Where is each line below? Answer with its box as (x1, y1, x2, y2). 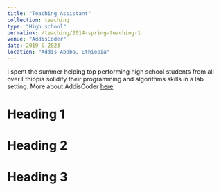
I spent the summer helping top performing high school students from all (7, 67, 215, 76)
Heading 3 (7, 170, 68, 185)
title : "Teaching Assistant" (7, 10, 91, 17)
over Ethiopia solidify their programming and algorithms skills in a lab (7, 74, 204, 83)
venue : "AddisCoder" (7, 36, 67, 43)
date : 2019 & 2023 (7, 42, 60, 49)
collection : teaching (7, 17, 70, 23)
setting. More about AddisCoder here (7, 82, 114, 90)
